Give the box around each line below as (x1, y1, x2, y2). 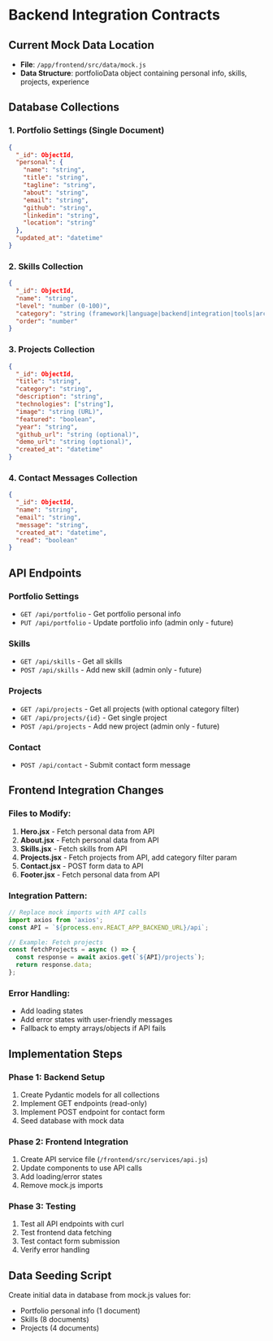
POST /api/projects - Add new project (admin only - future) (19, 721, 220, 731)
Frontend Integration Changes (8, 783, 164, 798)
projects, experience (19, 77, 89, 86)
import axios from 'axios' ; (8, 916, 104, 924)
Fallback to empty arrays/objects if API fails (19, 1023, 167, 1034)
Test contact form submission (19, 1236, 120, 1246)
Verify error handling (19, 1245, 90, 1255)
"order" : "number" (15, 317, 79, 325)
